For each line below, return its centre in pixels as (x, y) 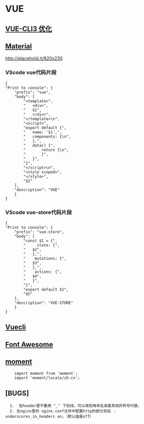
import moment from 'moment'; (46, 373)
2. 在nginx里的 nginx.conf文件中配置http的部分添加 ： (63, 411)
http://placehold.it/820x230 (34, 58)
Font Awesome (29, 344)
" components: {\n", (47, 137)
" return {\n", (46, 150)
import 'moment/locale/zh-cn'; (47, 378)
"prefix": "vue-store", (39, 232)
